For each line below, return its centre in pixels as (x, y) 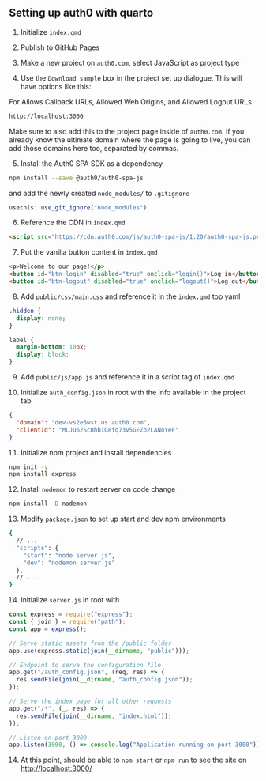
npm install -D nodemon (48, 504)
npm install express (43, 474)
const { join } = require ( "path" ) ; (67, 622)
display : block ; (43, 355)
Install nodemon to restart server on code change (98, 489)
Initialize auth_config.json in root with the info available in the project (133, 392)
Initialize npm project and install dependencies (96, 452)
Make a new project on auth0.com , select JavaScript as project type (130, 62)
